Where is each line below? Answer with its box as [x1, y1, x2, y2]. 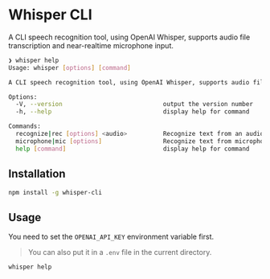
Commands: [8, 122, 42, 130]
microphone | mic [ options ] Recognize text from [15, 137, 231, 146]
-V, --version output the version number [15, 101, 253, 109]
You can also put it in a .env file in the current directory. [27, 248, 212, 257]
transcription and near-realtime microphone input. [8, 40, 174, 50]
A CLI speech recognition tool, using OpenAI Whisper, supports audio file [8, 32, 251, 42]
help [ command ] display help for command [15, 145, 250, 153]
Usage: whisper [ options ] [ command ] [8, 64, 131, 72]
